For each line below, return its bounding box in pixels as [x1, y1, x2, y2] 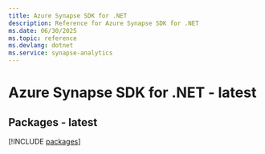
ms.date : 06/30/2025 [8, 26, 78, 34]
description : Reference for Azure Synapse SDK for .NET [8, 19, 199, 27]
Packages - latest [8, 115, 98, 129]
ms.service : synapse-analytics [8, 49, 113, 57]
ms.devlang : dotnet [8, 42, 74, 50]
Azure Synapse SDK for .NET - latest [8, 83, 257, 102]
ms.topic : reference [8, 34, 78, 43]
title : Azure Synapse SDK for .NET [8, 11, 128, 20]
